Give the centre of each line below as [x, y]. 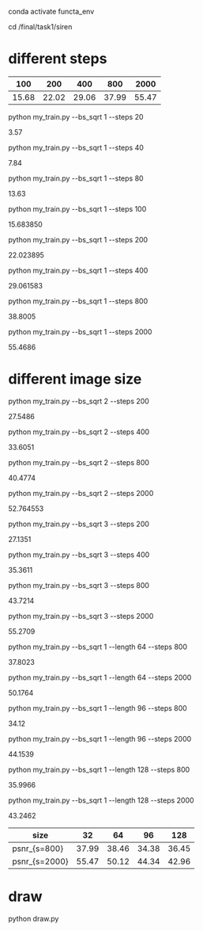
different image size [75, 379]
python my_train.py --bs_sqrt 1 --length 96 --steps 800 [98, 708]
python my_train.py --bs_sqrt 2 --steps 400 [79, 432]
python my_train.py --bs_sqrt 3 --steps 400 [79, 555]
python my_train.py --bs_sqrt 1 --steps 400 [78, 270]
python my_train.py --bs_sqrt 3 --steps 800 [79, 585]
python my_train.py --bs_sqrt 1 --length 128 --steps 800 [99, 769]
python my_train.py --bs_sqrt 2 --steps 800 [79, 462]
